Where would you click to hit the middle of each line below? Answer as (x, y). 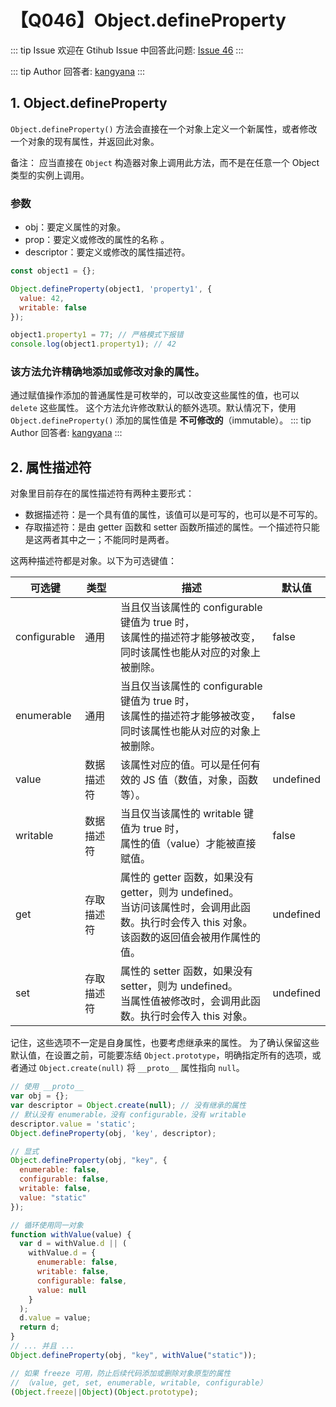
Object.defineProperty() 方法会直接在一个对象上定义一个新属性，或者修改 (164, 128)
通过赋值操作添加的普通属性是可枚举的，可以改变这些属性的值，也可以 (155, 395)
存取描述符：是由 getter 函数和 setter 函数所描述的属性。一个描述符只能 (172, 527)
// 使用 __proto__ (47, 1087)
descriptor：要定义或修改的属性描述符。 (107, 252)
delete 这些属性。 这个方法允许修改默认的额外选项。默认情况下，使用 (153, 408)
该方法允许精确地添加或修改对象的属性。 (107, 372)
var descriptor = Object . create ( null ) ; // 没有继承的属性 (128, 1106)
